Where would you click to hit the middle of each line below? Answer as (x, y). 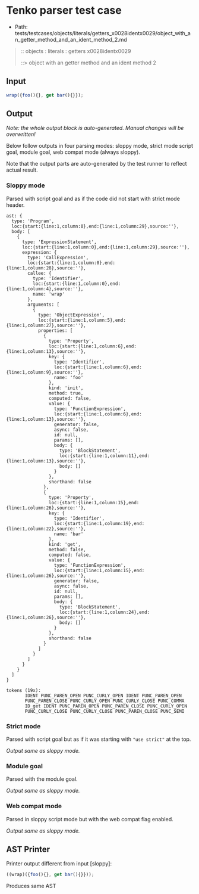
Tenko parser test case (64, 10)
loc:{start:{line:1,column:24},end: (105, 612)
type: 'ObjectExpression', (71, 315)
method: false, (67, 550)
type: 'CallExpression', (58, 257)
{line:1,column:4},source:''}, (45, 289)
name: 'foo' (69, 377)
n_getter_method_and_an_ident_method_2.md (71, 39)
